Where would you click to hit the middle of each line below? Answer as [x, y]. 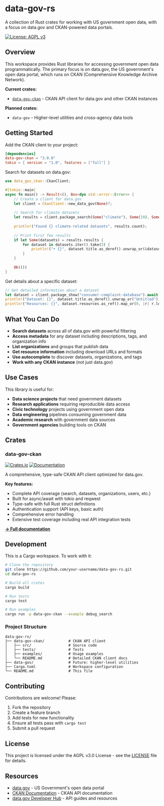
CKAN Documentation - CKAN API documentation [62, 793]
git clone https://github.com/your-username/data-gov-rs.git [69, 569]
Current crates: [21, 89]
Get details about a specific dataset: [41, 281]
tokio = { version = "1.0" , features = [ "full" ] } [58, 163]
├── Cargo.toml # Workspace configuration [64, 667]
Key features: [19, 484]
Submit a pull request [33, 728]
